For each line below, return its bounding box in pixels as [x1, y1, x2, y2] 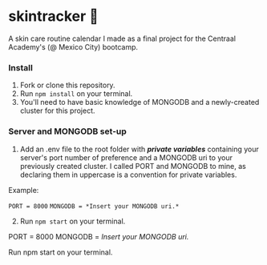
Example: [8, 185, 39, 195]
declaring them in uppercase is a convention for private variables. [19, 170, 237, 179]
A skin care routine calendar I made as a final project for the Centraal [8, 34, 237, 43]
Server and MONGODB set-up [8, 126, 127, 137]
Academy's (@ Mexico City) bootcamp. [8, 42, 139, 51]
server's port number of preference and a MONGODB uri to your [19, 152, 233, 163]
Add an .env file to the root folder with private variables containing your [19, 144, 259, 154]
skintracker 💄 [8, 7, 99, 26]
